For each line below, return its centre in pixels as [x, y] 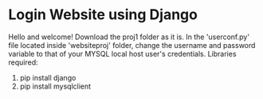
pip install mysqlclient [55, 86]
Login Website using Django [103, 15]
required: [23, 62]
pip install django [48, 77]
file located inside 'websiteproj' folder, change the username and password [132, 45]
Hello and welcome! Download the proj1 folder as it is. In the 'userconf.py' [129, 37]
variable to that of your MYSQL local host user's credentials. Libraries [122, 53]
